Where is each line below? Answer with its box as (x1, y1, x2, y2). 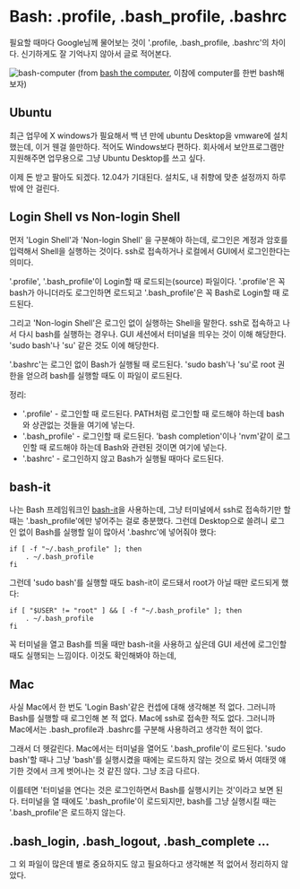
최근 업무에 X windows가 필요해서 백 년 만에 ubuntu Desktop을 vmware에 (9, 130, 271, 141)
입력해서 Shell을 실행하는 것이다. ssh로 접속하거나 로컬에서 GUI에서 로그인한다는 (9, 245, 291, 257)
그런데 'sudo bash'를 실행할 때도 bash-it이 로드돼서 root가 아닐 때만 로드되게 (9, 577, 279, 588)
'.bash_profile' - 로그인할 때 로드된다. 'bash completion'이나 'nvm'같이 (21, 431, 275, 441)
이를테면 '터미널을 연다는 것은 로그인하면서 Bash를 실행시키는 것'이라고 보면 (9, 785, 274, 796)
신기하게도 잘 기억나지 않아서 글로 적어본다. (21, 48, 172, 59)
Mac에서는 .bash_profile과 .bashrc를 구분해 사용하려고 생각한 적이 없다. (9, 724, 263, 735)
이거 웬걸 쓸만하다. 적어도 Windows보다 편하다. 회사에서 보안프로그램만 (35, 141, 285, 152)
